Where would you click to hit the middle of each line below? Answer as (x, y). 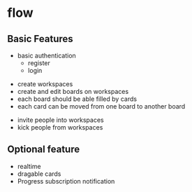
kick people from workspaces (60, 127)
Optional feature (44, 150)
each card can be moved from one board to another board (101, 106)
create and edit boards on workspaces (73, 91)
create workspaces (45, 84)
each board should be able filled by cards (77, 99)
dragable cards (39, 174)
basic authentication (47, 55)
